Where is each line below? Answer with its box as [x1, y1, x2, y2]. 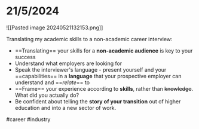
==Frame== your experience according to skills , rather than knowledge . [14, 85, 193, 92]
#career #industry [6, 115, 51, 123]
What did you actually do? [14, 91, 79, 99]
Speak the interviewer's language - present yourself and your [14, 66, 167, 73]
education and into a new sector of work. [14, 104, 117, 111]
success [14, 53, 36, 60]
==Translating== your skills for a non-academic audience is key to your [14, 47, 193, 54]
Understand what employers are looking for [14, 60, 123, 67]
